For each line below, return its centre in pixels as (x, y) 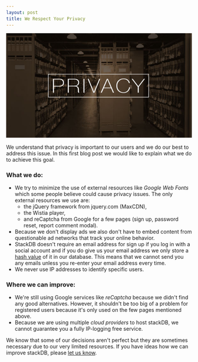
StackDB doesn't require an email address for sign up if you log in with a (102, 244)
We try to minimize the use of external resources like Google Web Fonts (101, 188)
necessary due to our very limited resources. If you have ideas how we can (97, 347)
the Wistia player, (44, 213)
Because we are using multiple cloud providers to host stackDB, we (96, 322)
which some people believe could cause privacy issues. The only (93, 194)
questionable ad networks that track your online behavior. (85, 238)
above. (23, 317)
